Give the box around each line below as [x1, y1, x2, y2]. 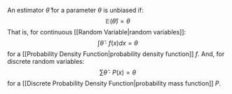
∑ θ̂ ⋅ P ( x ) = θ [99, 68, 137, 76]
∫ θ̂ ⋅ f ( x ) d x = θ [97, 39, 138, 47]
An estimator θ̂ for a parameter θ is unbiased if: [7, 6, 144, 14]
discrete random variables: [7, 58, 85, 65]
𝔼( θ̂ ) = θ [104, 17, 131, 25]
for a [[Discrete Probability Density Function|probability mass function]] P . [7, 79, 221, 87]
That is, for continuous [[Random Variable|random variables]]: [7, 28, 186, 36]
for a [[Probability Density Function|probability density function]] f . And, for [7, 50, 225, 58]
